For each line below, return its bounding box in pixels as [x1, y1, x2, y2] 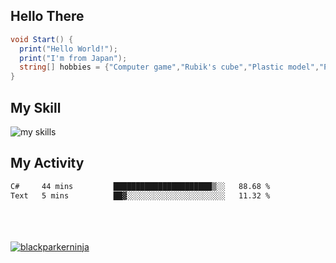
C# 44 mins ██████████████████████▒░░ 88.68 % [10, 181, 271, 191]
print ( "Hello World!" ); [19, 44, 118, 54]
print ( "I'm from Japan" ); [19, 53, 128, 63]
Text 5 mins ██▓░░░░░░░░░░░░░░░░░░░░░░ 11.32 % [10, 190, 271, 201]
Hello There [10, 8, 85, 25]
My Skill [10, 99, 62, 116]
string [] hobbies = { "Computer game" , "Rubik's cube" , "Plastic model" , [19, 62, 320, 73]
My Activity [10, 155, 85, 172]
